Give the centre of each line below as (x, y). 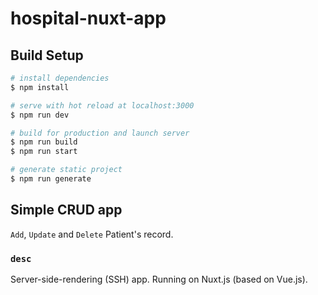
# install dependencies (60, 78)
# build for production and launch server (100, 133)
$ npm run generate (51, 179)
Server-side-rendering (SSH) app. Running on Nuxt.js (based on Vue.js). (159, 279)
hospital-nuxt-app (88, 18)
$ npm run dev (40, 115)
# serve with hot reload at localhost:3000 (102, 105)
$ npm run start (44, 152)
